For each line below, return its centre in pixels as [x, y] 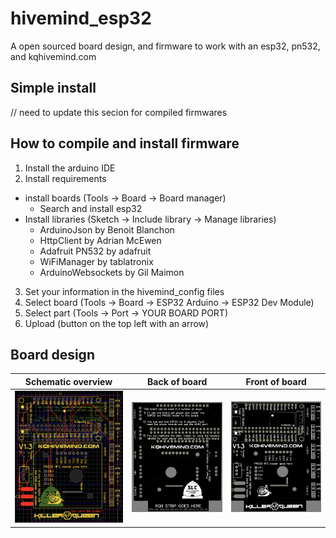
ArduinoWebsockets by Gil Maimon [112, 272]
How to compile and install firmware [125, 143]
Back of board [177, 381]
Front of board [276, 381]
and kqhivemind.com [53, 56]
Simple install [53, 88]
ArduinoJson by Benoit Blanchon [107, 229]
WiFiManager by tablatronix [96, 261]
